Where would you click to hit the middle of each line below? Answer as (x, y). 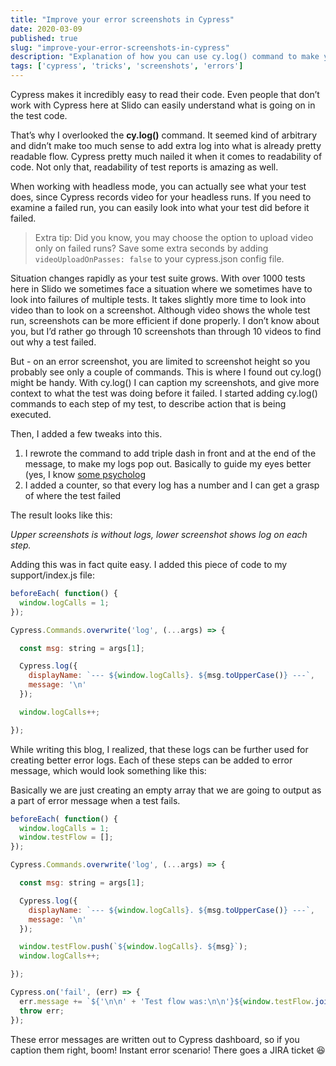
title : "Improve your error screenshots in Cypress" (122, 19)
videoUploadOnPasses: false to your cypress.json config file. (159, 259)
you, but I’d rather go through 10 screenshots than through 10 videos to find (166, 331)
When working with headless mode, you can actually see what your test (158, 186)
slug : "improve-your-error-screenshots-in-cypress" (120, 47)
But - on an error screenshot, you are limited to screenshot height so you (160, 361)
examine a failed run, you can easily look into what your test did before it (160, 207)
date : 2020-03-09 (46, 29)
